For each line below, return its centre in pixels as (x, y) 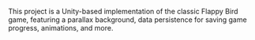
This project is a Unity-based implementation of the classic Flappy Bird (123, 11)
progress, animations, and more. (61, 28)
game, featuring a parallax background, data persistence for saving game (127, 20)
